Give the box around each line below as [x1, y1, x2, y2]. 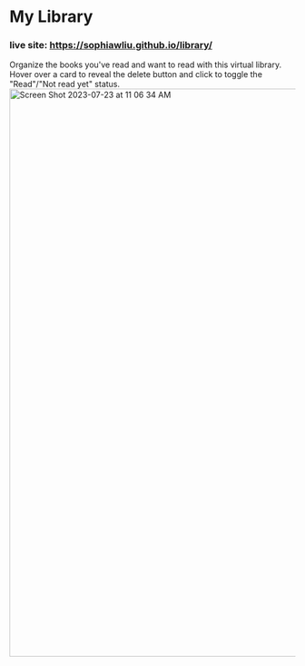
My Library [9, 6, 93, 27]
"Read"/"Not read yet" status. [9, 79, 121, 90]
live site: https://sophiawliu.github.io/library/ [9, 39, 213, 52]
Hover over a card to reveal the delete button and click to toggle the [9, 69, 263, 80]
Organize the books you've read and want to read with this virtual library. [9, 59, 282, 70]
